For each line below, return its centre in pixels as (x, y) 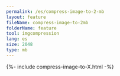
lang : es (17, 39)
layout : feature (26, 17)
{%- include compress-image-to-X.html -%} (60, 67)
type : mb (17, 50)
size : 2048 (20, 45)
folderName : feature (32, 28)
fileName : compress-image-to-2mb (47, 22)
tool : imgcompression (33, 34)
